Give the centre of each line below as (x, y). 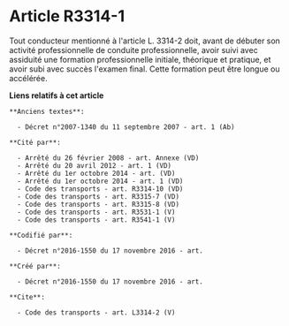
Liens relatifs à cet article (57, 95)
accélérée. (28, 78)
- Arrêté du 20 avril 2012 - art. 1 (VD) (95, 165)
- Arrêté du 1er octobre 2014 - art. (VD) (96, 173)
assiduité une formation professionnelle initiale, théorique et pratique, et (140, 59)
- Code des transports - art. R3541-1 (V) (96, 220)
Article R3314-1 (67, 16)
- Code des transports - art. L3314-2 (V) (96, 312)
